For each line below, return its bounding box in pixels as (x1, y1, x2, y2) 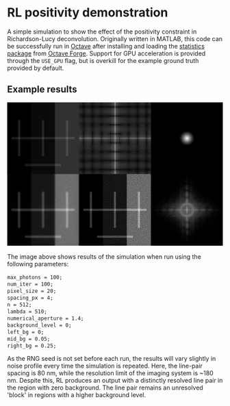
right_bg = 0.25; (7, 342, 57, 350)
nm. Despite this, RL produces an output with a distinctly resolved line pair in (7, 377, 223, 385)
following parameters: (7, 260, 69, 268)
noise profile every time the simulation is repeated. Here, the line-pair (7, 361, 203, 370)
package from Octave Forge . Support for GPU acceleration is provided (7, 49, 206, 58)
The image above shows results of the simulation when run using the (7, 253, 202, 261)
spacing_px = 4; (7, 294, 53, 302)
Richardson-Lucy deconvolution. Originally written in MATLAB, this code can (7, 34, 223, 42)
